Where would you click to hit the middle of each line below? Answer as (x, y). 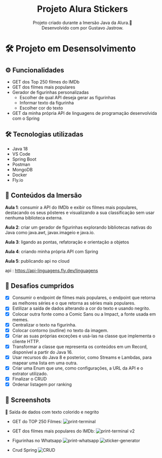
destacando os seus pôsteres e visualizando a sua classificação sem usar (80, 213)
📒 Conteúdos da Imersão (43, 196)
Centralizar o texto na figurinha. (44, 324)
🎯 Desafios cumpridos (40, 286)
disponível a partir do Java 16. (42, 352)
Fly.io (18, 180)
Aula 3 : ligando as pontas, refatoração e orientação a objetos (67, 242)
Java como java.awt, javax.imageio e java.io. (50, 232)
